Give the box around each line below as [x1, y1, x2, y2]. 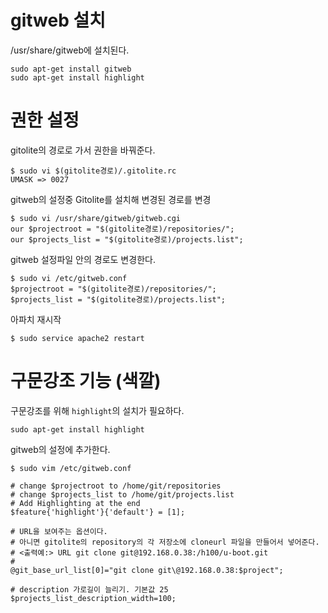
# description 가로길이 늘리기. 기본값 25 [10, 584, 169, 595]
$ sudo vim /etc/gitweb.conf [10, 463, 132, 473]
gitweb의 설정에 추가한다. [10, 443, 111, 455]
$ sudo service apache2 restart [10, 333, 145, 343]
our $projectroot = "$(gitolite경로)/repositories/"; [10, 224, 235, 234]
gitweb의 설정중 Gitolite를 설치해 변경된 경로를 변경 [10, 193, 212, 205]
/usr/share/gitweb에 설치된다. [10, 44, 130, 56]
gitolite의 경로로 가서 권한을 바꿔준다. [10, 144, 156, 156]
